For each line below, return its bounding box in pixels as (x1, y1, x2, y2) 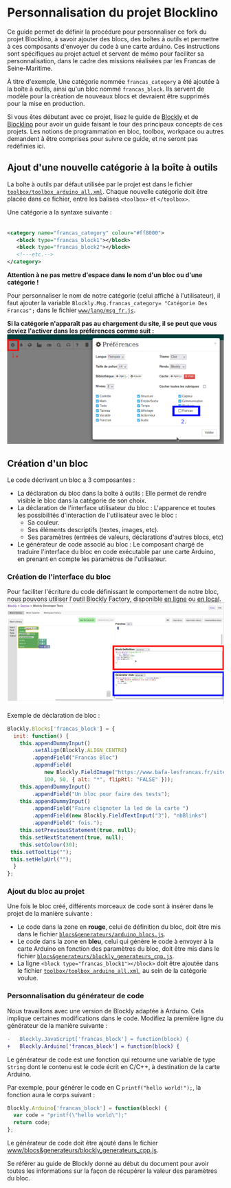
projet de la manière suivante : (7, 910, 93, 918)
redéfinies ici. (7, 142, 46, 150)
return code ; (13, 1119, 51, 1126)
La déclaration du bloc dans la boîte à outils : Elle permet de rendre (16, 489, 207, 498)
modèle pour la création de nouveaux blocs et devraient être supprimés (7, 91, 210, 100)
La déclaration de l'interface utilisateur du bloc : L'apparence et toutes (16, 504, 216, 512)
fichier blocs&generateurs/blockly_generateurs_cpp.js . (16, 952, 175, 960)
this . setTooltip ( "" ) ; (10, 848, 72, 855)
